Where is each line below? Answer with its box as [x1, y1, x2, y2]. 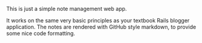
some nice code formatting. [6, 30, 76, 37]
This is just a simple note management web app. [6, 5, 127, 12]
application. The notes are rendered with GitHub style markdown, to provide [6, 24, 197, 30]
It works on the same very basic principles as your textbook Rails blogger [6, 17, 190, 24]
